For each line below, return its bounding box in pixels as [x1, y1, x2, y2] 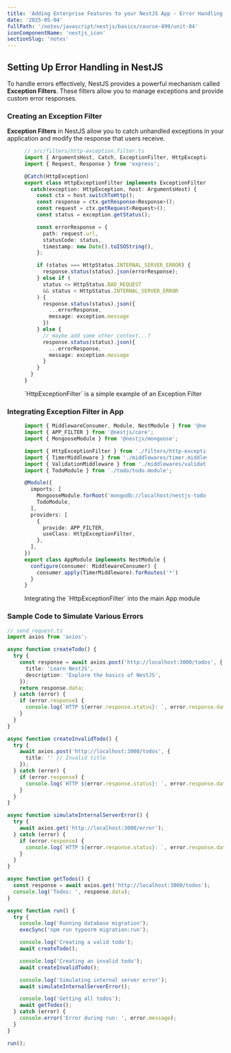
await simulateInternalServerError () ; [19, 983, 131, 990]
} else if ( [36, 275, 71, 282]
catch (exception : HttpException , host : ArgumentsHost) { [30, 185, 197, 193]
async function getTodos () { [7, 876, 91, 883]
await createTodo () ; [19, 945, 78, 952]
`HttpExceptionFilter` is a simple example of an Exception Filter [24, 389, 202, 398]
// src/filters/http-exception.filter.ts [24, 147, 145, 155]
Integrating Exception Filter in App [7, 407, 124, 416]
